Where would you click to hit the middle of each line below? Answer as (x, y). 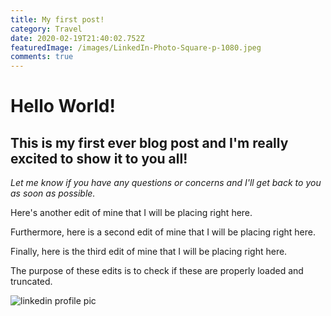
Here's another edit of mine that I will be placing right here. (131, 213)
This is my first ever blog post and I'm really (149, 142)
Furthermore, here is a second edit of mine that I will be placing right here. (163, 232)
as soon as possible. (53, 193)
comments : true (42, 57)
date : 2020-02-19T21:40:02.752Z (77, 38)
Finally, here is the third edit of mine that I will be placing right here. (149, 252)
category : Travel (46, 29)
